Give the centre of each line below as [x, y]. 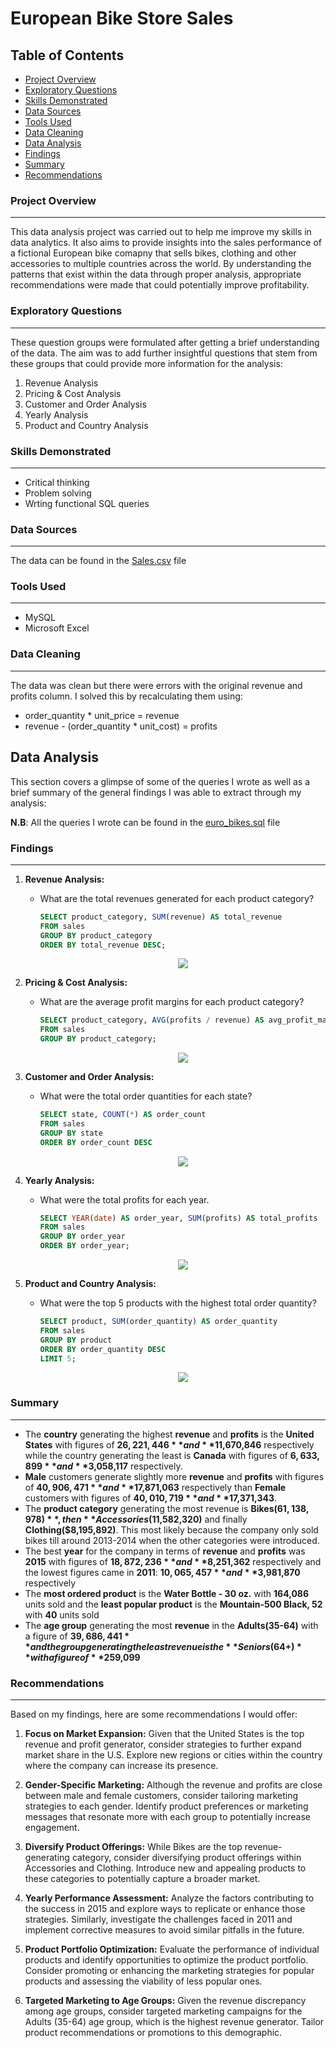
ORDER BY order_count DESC [96, 1142]
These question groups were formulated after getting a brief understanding [165, 342]
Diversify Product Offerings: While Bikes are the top [133, 1846]
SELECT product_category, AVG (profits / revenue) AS [152, 1020]
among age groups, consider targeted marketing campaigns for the [163, 2011]
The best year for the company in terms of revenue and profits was [165, 1551]
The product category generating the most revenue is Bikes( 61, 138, [167, 1508]
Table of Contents [67, 55]
